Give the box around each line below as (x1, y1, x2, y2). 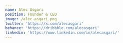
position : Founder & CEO (5, 12, 57, 17)
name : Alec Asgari (5, 7, 43, 12)
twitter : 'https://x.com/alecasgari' (5, 21, 84, 26)
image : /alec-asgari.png (5, 16, 57, 21)
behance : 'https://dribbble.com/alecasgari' (5, 26, 99, 31)
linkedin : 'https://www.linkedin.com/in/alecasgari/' (5, 30, 120, 35)
